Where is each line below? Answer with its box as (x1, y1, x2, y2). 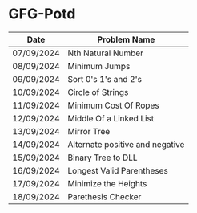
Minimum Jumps (67, 60, 131, 72)
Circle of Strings (67, 86, 129, 97)
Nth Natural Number (67, 47, 144, 59)
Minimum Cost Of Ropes (67, 100, 159, 111)
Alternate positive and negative (67, 138, 185, 150)
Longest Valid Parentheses (67, 165, 168, 176)
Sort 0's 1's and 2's (67, 73, 143, 84)
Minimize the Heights (67, 178, 147, 189)
